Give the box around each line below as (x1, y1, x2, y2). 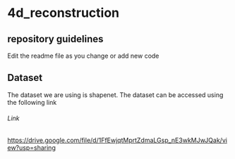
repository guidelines (7, 33, 104, 45)
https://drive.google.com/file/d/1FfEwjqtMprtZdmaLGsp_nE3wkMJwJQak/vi (7, 136, 228, 145)
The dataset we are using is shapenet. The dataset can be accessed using (7, 90, 224, 99)
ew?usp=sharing (7, 144, 56, 152)
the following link (7, 98, 57, 106)
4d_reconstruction (7, 5, 120, 21)
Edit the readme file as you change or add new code (7, 51, 159, 60)
